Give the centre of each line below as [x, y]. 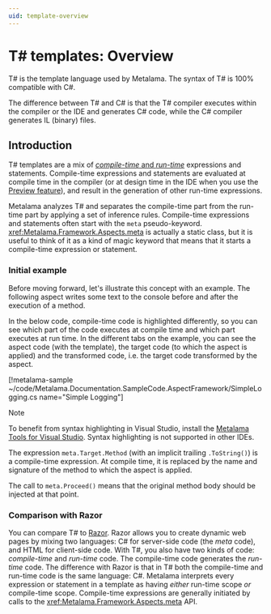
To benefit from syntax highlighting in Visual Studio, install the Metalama [129, 428]
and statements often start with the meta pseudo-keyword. [105, 224]
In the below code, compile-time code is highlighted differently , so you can [133, 321]
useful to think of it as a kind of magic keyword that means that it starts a [130, 241]
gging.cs [23, 397]
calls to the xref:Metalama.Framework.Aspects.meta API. [103, 601]
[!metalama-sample [41, 379]
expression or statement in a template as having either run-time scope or [130, 584]
